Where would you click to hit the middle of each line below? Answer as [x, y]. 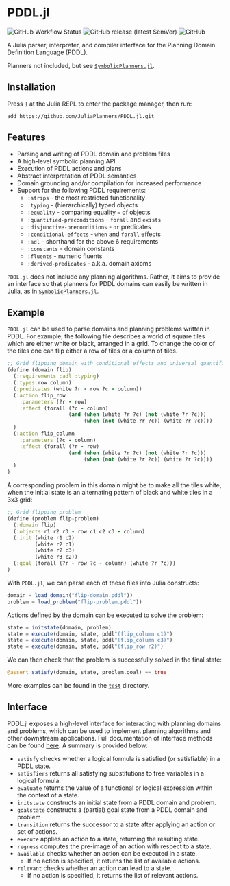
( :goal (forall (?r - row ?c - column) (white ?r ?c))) [94, 563]
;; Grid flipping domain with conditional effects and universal [102, 364]
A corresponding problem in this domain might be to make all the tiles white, [114, 485]
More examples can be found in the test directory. [78, 685]
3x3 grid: [20, 500]
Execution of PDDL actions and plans [69, 168]
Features [26, 138]
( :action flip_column [44, 434]
